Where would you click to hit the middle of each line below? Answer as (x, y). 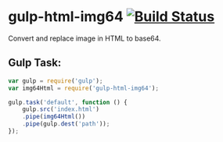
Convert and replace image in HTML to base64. (85, 38)
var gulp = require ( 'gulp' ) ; (56, 81)
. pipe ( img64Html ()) (54, 117)
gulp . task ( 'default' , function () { (68, 102)
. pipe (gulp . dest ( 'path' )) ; (66, 124)
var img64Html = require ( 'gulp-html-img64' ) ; (83, 88)
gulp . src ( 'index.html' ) (61, 109)
